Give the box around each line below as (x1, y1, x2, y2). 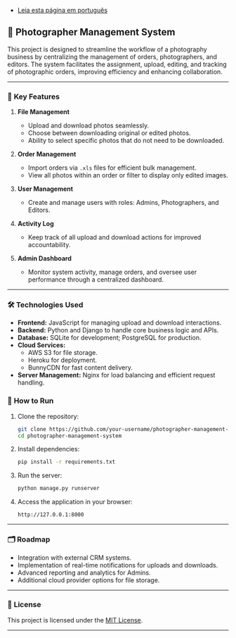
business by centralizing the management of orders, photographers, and (7, 52, 218, 61)
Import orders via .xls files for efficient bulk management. (27, 163, 197, 172)
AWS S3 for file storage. (27, 349, 98, 357)
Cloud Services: (17, 341, 66, 349)
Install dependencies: (17, 445, 80, 454)
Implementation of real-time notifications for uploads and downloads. (17, 561, 218, 569)
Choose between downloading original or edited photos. (27, 129, 191, 137)
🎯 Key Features (7, 92, 60, 101)
